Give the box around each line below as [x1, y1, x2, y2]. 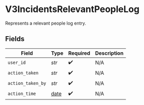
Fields [5, 35, 25, 43]
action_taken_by [7, 80, 46, 86]
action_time [7, 91, 36, 96]
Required [68, 49, 90, 56]
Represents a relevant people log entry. [5, 20, 86, 26]
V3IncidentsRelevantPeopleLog [5, 4, 140, 15]
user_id [7, 60, 26, 66]
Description [94, 49, 124, 56]
